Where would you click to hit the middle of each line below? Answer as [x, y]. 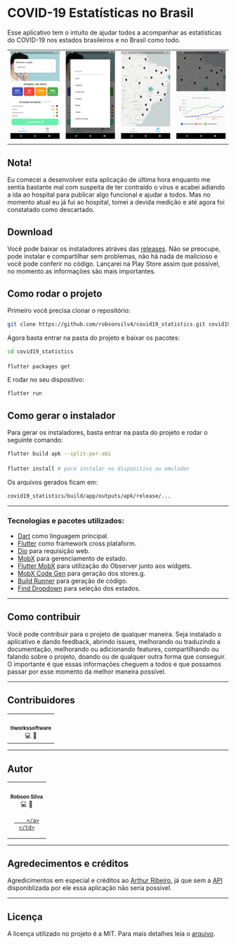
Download [30, 231]
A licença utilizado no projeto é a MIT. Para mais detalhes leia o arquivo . [111, 934]
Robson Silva [27, 797]
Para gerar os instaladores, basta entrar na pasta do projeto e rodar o [108, 433]
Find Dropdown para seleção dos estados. [79, 588]
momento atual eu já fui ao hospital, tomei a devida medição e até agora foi [116, 202]
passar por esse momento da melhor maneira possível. [87, 672]
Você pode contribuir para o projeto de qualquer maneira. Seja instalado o [114, 634]
